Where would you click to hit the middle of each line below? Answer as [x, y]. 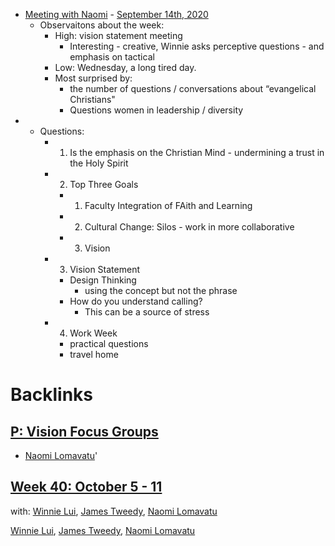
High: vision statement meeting [118, 35]
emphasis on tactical [112, 57]
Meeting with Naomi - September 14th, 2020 [116, 14]
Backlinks [52, 395]
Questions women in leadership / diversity [156, 110]
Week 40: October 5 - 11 [86, 487]
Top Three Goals [104, 184]
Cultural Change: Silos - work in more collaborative [189, 227]
